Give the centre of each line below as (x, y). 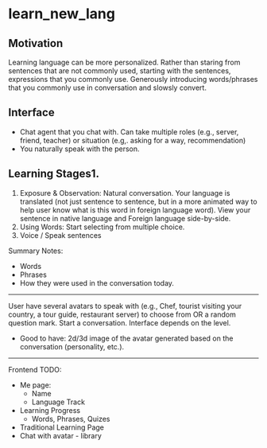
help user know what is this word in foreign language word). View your (135, 210)
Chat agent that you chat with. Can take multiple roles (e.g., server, (129, 131)
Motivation (36, 43)
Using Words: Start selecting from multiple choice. (102, 227)
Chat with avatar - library (60, 435)
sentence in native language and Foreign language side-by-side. (125, 218)
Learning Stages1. (54, 174)
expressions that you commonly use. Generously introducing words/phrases (133, 79)
